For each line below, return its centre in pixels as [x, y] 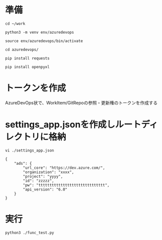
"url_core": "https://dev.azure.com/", [64, 168]
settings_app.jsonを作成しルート [73, 125]
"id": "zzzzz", [39, 181]
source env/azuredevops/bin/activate [44, 41]
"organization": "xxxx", [49, 172]
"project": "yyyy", [43, 176]
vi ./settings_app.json [30, 150]
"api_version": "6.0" [45, 189]
